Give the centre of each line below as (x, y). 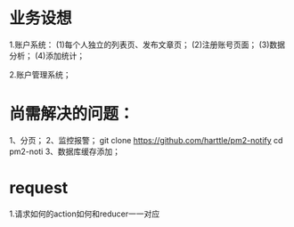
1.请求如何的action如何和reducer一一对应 (85, 214)
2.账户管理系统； (40, 74)
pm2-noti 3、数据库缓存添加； (65, 151)
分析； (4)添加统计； (47, 55)
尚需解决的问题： (72, 114)
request (39, 188)
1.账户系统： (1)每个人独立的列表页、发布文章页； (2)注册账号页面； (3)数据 (147, 45)
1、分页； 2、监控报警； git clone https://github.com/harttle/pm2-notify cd (146, 140)
